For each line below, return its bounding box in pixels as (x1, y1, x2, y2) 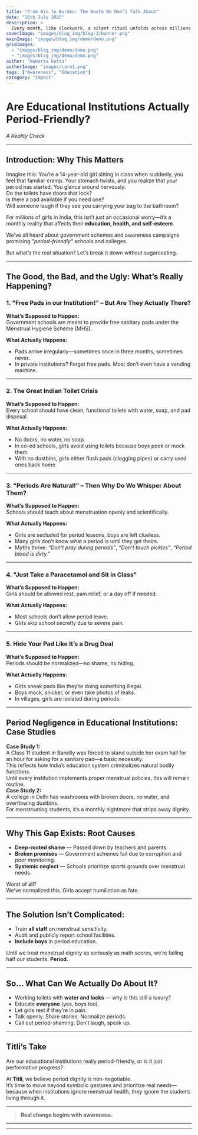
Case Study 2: (6, 786, 42, 794)
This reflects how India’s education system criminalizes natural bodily (6, 762, 175, 769)
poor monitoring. (14, 856, 56, 864)
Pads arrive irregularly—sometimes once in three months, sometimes (14, 347, 183, 355)
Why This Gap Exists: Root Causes (6, 828, 136, 838)
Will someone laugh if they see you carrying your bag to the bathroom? (6, 202, 179, 209)
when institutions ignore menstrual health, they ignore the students (28, 1088, 191, 1095)
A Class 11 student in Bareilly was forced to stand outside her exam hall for (6, 749, 187, 756)
